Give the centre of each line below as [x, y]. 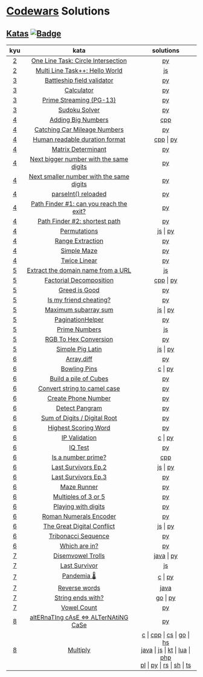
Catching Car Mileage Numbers [79, 130]
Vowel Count [79, 608]
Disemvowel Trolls [79, 556]
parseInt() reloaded [79, 194]
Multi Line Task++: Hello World [79, 71]
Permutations [79, 231]
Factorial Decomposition [79, 280]
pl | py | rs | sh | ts [166, 665]
